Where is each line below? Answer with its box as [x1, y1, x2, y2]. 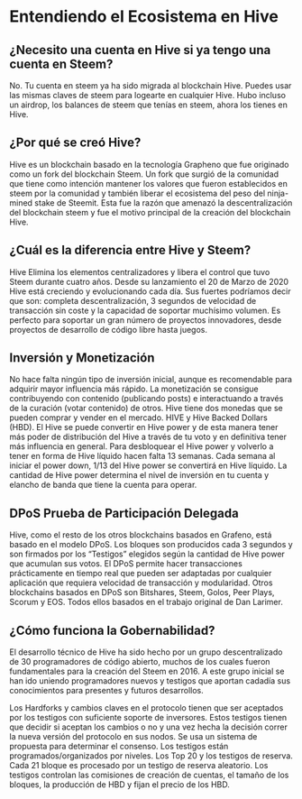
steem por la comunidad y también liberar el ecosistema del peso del [9, 188, 266, 198]
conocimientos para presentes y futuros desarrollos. [9, 685, 205, 696]
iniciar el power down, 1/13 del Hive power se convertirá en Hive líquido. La [9, 460, 288, 471]
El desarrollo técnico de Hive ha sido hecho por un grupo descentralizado [9, 647, 283, 657]
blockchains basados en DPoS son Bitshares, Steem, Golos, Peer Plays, [9, 587, 275, 598]
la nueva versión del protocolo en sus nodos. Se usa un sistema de [9, 731, 258, 742]
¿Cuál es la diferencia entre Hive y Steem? [9, 243, 252, 258]
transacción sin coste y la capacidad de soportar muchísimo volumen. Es [9, 305, 281, 316]
